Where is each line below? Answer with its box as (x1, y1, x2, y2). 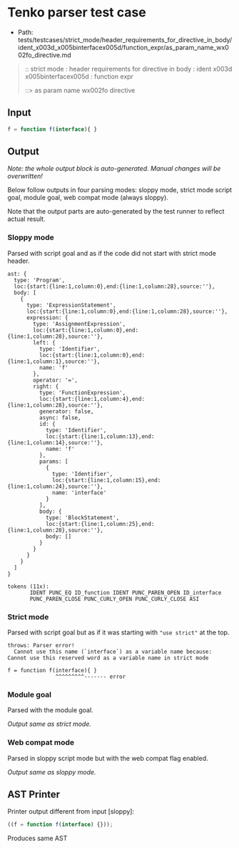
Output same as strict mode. (7, 719, 91, 729)
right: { (33, 383, 59, 390)
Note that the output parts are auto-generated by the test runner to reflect (7, 207, 225, 216)
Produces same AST (7, 834, 68, 843)
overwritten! (7, 172, 43, 181)
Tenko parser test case (7, 4, 146, 21)
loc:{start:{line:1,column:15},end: (52, 477, 161, 484)
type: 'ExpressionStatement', (26, 301, 116, 309)
